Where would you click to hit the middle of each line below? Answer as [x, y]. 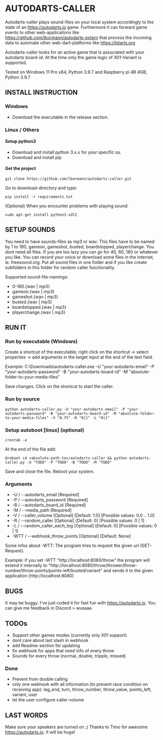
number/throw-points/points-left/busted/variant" [54, 571]
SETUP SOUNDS [30, 230]
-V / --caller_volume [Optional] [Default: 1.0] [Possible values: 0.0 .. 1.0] [83, 516]
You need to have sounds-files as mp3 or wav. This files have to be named [80, 241]
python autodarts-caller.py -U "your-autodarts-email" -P [65, 409]
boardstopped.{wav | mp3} [39, 307]
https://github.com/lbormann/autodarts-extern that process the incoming [78, 38]
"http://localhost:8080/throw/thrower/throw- [93, 565]
